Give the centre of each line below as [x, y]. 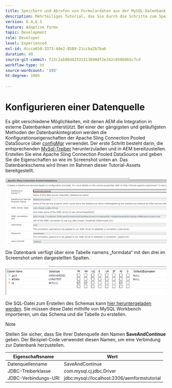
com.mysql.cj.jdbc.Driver [90, 371]
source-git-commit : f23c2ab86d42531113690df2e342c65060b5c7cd [73, 60]
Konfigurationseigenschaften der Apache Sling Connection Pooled [75, 138]
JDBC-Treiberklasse [29, 371]
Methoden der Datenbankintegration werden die [56, 132]
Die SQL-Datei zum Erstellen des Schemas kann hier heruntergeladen [79, 303]
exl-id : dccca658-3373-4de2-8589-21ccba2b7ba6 [56, 49]
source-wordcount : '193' [32, 70]
